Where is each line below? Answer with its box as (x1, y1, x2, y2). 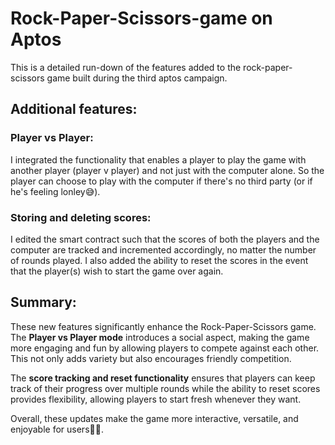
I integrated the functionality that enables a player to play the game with (10, 153, 307, 166)
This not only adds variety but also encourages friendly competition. (10, 352, 292, 364)
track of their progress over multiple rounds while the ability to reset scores (10, 382, 321, 394)
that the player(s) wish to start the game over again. (10, 265, 224, 277)
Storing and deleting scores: (10, 210, 152, 224)
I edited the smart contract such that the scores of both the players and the (10, 233, 320, 245)
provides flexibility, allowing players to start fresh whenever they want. (10, 393, 302, 405)
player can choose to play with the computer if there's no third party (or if (10, 175, 313, 187)
